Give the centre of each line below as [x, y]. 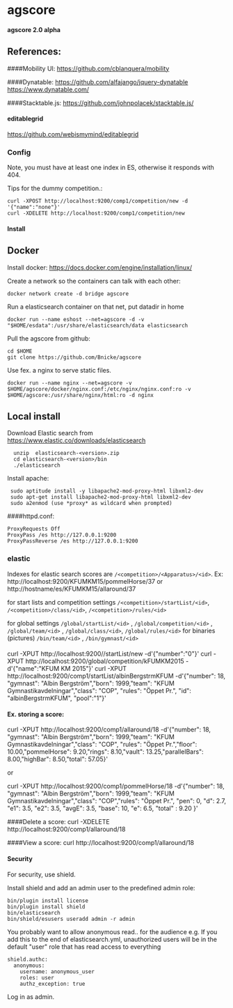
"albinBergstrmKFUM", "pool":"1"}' [57, 698]
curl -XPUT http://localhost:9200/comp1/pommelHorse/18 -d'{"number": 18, [116, 786]
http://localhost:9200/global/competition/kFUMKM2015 [105, 661]
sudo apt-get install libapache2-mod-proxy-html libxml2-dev [101, 497]
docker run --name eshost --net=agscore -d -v [76, 319]
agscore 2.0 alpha [34, 29]
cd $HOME [20, 351]
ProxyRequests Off [34, 529]
